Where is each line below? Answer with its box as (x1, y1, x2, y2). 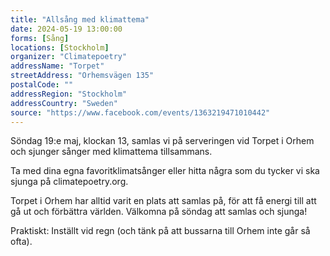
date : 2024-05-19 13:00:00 (10, 24, 123, 34)
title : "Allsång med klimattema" (10, 14, 150, 25)
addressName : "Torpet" (10, 61, 105, 71)
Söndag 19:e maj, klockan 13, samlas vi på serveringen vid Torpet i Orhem (10, 135, 315, 147)
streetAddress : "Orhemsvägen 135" (10, 71, 155, 81)
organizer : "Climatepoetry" (10, 52, 128, 62)
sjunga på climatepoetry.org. (10, 176, 129, 188)
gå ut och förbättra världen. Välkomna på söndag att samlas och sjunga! (10, 206, 308, 218)
